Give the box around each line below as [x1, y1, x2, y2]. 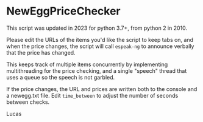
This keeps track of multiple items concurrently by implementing [6, 61, 168, 68]
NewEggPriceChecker [6, 4, 121, 18]
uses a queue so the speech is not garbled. [6, 73, 115, 81]
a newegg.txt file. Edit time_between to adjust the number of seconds [6, 92, 179, 99]
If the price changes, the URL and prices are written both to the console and [6, 85, 198, 92]
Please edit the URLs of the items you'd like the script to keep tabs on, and [6, 36, 194, 43]
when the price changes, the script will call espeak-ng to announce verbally [6, 42, 194, 50]
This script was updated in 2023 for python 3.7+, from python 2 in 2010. [6, 24, 188, 32]
